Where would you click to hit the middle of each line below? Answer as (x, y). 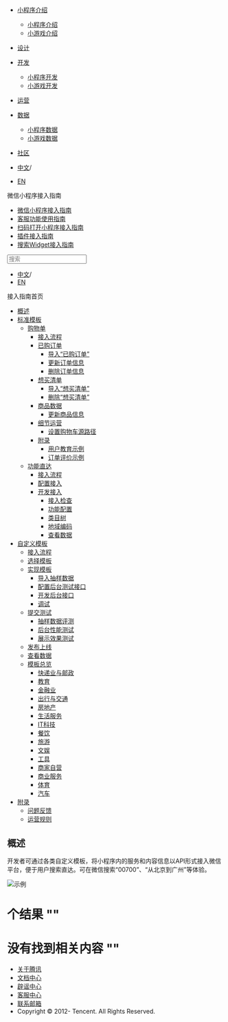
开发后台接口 (56, 595)
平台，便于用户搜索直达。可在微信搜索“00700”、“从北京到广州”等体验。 (109, 869)
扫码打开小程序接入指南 (50, 227)
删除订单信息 (66, 371)
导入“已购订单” (69, 354)
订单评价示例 (66, 458)
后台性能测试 (56, 630)
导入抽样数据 (56, 578)
